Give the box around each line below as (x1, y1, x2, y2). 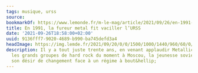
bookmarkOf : (6, 19, 35, 25)
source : (6, 14, 25, 20)
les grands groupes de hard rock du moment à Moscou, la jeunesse (11, 52, 178, 58)
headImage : (6, 42, 33, 48)
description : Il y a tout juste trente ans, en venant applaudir (6, 47, 170, 53)
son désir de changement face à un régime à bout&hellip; (11, 58, 157, 64)
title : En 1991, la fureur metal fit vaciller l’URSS (6, 25, 141, 31)
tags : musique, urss (6, 8, 57, 15)
